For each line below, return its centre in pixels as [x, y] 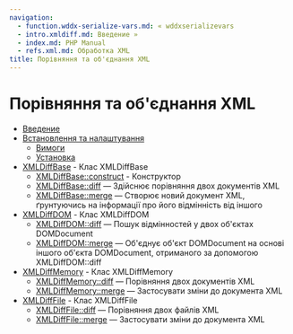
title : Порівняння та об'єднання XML [80, 59]
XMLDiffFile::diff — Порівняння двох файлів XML [127, 310]
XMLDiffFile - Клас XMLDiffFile [80, 300]
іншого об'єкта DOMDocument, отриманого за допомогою [147, 252]
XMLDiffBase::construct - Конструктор [108, 176]
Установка [56, 157]
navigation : [31, 18]
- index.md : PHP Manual [61, 43]
